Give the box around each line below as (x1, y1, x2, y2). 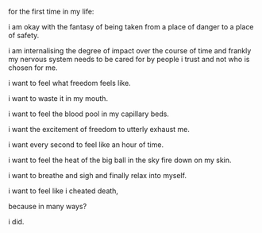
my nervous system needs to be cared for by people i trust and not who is (8, 55, 250, 64)
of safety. (8, 31, 40, 40)
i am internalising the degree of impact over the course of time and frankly (8, 46, 252, 55)
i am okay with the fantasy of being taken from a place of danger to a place (8, 22, 254, 31)
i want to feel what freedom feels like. (8, 79, 131, 87)
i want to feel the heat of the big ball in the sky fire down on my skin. (8, 155, 232, 165)
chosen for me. (8, 63, 58, 72)
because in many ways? (8, 202, 87, 211)
